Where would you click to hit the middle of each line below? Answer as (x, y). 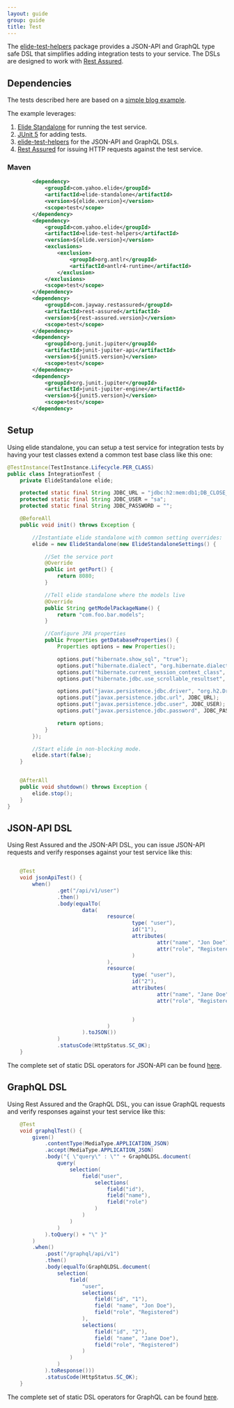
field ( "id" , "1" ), (121, 1299)
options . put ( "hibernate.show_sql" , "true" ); (123, 659)
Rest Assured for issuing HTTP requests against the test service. (110, 149)
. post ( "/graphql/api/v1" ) (82, 1254)
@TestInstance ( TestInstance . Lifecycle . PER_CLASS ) (81, 467)
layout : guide (28, 14)
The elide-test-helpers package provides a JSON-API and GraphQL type (111, 47)
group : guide (26, 20)
